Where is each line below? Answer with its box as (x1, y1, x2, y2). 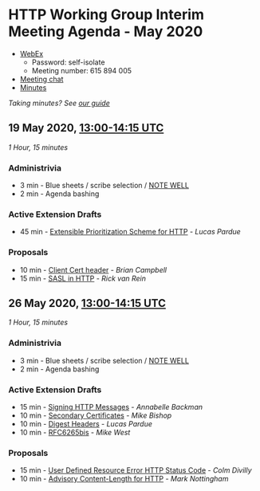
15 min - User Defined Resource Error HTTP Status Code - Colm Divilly (19, 465, 253, 475)
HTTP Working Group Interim (8, 6, 205, 24)
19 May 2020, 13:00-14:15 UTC (8, 121, 164, 135)
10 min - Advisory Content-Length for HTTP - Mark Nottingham (19, 474, 229, 484)
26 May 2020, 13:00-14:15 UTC (8, 297, 166, 310)
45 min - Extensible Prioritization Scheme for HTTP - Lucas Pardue (19, 227, 241, 237)
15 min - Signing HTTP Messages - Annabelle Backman (19, 403, 203, 412)
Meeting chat (19, 74, 64, 84)
